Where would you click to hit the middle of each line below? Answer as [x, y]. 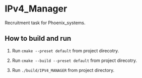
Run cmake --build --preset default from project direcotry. [74, 60]
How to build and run [38, 38]
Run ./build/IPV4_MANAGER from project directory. [63, 70]
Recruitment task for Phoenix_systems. [45, 23]
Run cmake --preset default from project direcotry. [65, 50]
